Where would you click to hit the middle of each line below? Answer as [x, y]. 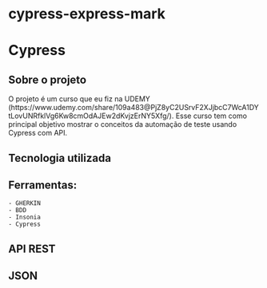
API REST [32, 249]
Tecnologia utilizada [60, 158]
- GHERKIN [25, 203]
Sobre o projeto [47, 79]
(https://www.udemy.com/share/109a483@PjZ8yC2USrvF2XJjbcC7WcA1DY [134, 108]
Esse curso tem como [211, 116]
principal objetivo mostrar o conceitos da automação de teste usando [123, 124]
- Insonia [25, 217]
